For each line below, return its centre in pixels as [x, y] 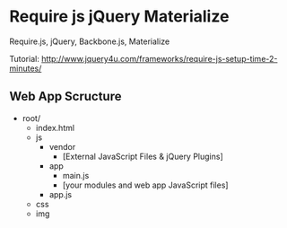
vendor [62, 146]
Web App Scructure [65, 96]
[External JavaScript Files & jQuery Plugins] [143, 156]
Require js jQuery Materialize [119, 17]
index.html [55, 127]
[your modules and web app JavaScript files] [145, 185]
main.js [76, 175]
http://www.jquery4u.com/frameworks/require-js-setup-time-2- [160, 58]
